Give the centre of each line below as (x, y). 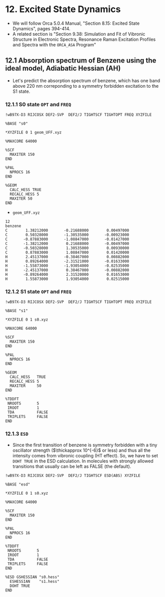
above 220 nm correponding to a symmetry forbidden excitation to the (86, 86)
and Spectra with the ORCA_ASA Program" (54, 44)
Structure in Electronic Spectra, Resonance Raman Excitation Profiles (84, 39)
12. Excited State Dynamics (63, 9)
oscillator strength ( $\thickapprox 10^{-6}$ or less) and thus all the (81, 450)
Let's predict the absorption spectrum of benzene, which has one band (86, 80)
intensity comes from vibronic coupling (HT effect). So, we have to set (85, 455)
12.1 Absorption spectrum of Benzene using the (81, 61)
